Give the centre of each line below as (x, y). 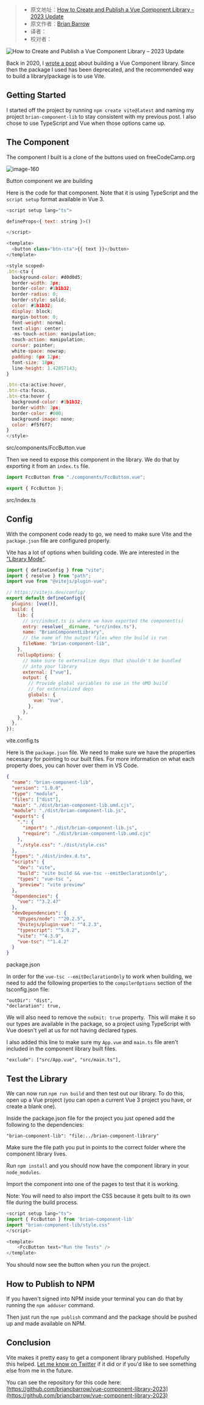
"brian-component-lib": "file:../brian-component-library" (83, 1136)
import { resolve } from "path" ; (49, 576)
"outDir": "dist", (30, 1001)
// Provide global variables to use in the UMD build (98, 684)
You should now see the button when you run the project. (78, 1265)
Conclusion (29, 1343)
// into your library (50, 666)
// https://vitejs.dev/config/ (46, 593)
